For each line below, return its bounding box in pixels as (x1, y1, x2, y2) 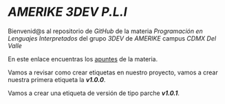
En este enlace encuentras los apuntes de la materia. (8, 54, 158, 63)
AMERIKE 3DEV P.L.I (8, 4, 127, 20)
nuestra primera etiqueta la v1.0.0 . (8, 75, 106, 83)
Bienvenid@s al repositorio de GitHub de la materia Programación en (8, 27, 204, 35)
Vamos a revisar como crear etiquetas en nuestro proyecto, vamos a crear (8, 68, 219, 76)
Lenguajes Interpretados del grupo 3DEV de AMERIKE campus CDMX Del (8, 34, 216, 42)
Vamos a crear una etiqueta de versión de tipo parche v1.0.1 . (8, 89, 180, 97)
